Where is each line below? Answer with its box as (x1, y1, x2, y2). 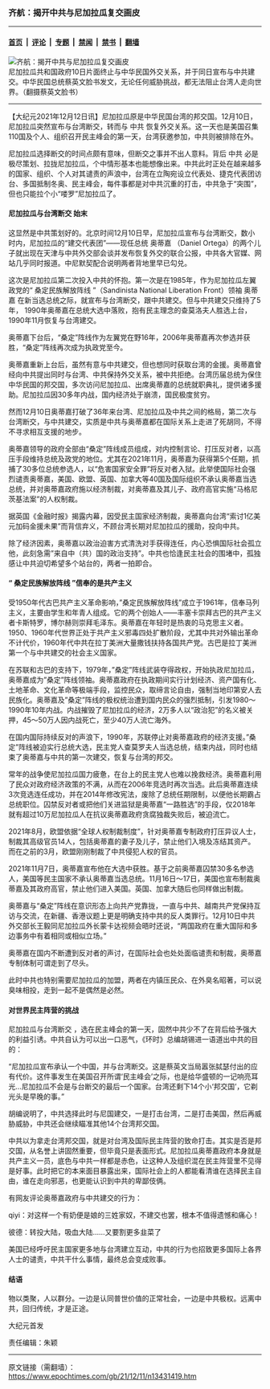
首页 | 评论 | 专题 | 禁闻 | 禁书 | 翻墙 (8, 37, 140, 47)
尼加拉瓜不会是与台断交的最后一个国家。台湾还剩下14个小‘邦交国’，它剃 (21, 1082, 259, 1092)
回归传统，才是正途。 (22, 1304, 93, 1313)
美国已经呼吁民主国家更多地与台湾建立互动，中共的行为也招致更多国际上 (8, 1244, 247, 1254)
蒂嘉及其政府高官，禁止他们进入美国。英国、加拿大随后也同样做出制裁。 (8, 884, 247, 893)
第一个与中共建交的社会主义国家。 (8, 648, 121, 657)
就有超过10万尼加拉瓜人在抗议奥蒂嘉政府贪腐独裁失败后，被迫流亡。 (8, 809, 235, 819)
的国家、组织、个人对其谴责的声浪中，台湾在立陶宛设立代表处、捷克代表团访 (8, 169, 262, 178)
